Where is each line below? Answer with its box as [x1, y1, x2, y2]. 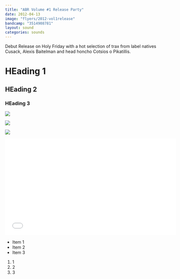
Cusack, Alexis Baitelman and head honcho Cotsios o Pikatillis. [5, 48, 131, 54]
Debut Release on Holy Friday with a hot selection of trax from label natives [5, 44, 157, 49]
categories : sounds [5, 30, 45, 35]
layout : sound [5, 25, 34, 30]
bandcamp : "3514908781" [5, 21, 54, 26]
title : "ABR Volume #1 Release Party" [5, 7, 84, 12]
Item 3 [12, 249, 25, 255]
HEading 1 [5, 66, 46, 77]
